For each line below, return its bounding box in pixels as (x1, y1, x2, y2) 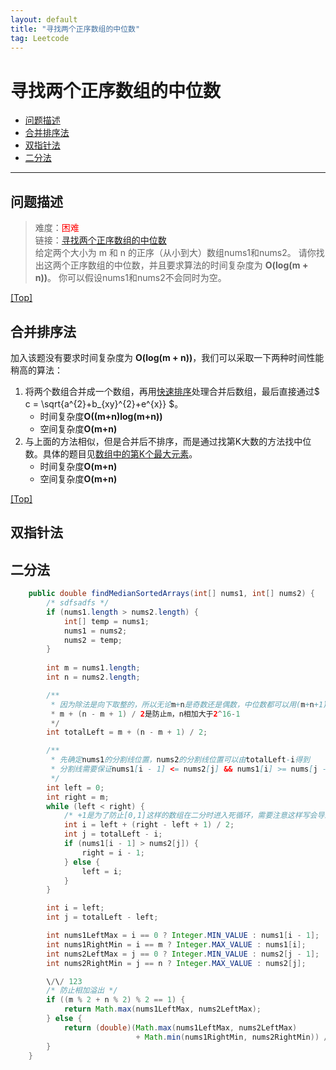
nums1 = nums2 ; (63, 626, 128, 636)
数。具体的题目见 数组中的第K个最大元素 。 (24, 447, 198, 460)
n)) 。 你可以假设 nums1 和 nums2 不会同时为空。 (34, 272, 227, 284)
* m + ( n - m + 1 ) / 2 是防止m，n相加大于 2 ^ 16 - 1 (50, 709, 241, 719)
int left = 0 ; (46, 782, 105, 793)
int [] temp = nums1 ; (63, 616, 150, 626)
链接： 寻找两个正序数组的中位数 (34, 234, 167, 246)
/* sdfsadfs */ (46, 598, 110, 608)
